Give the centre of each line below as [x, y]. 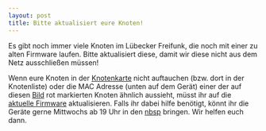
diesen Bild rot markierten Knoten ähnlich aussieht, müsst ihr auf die [120, 94]
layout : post [30, 15]
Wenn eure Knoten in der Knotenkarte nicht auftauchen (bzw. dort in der [126, 78]
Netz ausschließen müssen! [54, 62]
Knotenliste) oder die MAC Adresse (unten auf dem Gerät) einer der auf [125, 86]
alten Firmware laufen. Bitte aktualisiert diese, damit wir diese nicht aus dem [133, 54]
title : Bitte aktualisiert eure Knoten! [76, 23]
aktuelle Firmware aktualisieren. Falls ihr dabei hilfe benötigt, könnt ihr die [129, 103]
